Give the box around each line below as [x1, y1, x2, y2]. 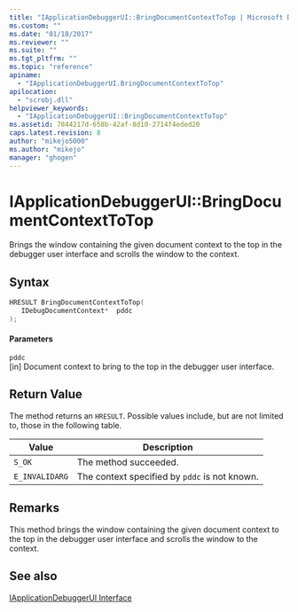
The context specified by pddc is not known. [76, 470, 259, 483]
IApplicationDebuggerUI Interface [9, 592, 132, 603]
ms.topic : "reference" [9, 63, 93, 72]
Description [142, 441, 193, 453]
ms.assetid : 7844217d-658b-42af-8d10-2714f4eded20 [9, 121, 200, 129]
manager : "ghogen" [9, 153, 77, 162]
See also [9, 569, 58, 584]
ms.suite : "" [9, 46, 58, 55]
